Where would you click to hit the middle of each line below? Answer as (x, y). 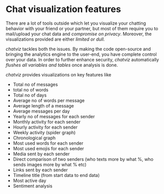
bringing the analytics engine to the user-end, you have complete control (81, 54)
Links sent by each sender (40, 170)
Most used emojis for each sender (49, 148)
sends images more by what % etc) (50, 164)
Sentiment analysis (32, 186)
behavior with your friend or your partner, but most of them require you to (82, 28)
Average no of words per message (49, 100)
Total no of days (30, 95)
